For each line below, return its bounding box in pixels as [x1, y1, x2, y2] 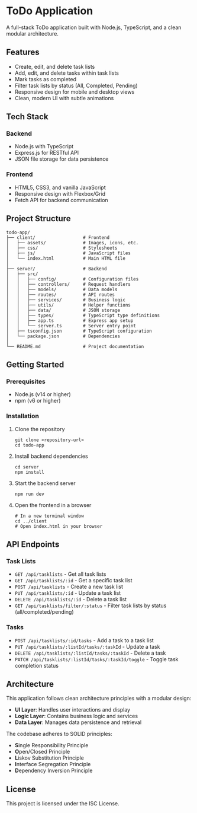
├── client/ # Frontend [6, 234, 110, 241]
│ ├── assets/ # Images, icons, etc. [6, 240, 139, 246]
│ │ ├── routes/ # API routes [6, 292, 115, 298]
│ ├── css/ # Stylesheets [6, 245, 118, 251]
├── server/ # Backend [6, 266, 108, 272]
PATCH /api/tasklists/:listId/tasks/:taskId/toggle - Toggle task [14, 655, 179, 662]
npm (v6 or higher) [14, 397, 61, 404]
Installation [6, 412, 40, 420]
